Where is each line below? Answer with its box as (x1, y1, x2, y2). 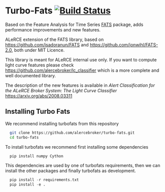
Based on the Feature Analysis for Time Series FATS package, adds (5, 21, 144, 27)
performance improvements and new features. (5, 26, 101, 32)
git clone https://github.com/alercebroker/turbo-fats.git (9, 130, 135, 135)
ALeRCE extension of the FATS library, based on (5, 36, 104, 42)
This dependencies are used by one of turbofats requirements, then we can (5, 163, 161, 169)
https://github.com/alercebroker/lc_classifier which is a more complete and (5, 67, 160, 73)
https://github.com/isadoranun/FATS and (5, 41, 89, 47)
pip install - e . (9, 182, 46, 187)
